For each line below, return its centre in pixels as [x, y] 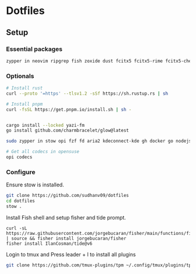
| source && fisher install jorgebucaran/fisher [66, 238]
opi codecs [19, 157]
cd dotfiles [20, 201]
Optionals [20, 76]
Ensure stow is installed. [35, 185]
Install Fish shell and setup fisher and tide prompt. [66, 217]
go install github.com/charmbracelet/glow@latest [68, 131]
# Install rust [24, 88]
